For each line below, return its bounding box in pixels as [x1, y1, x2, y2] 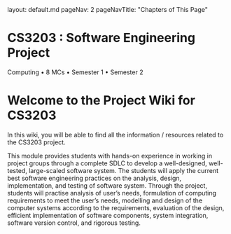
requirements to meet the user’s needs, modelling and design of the [7, 196, 203, 205]
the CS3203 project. [7, 138, 66, 146]
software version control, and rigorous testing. [7, 219, 141, 227]
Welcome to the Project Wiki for [7, 92, 196, 109]
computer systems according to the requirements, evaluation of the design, [7, 203, 225, 212]
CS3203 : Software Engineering [7, 30, 196, 46]
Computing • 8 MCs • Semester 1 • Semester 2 [7, 68, 143, 76]
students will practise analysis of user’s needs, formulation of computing [7, 188, 217, 197]
